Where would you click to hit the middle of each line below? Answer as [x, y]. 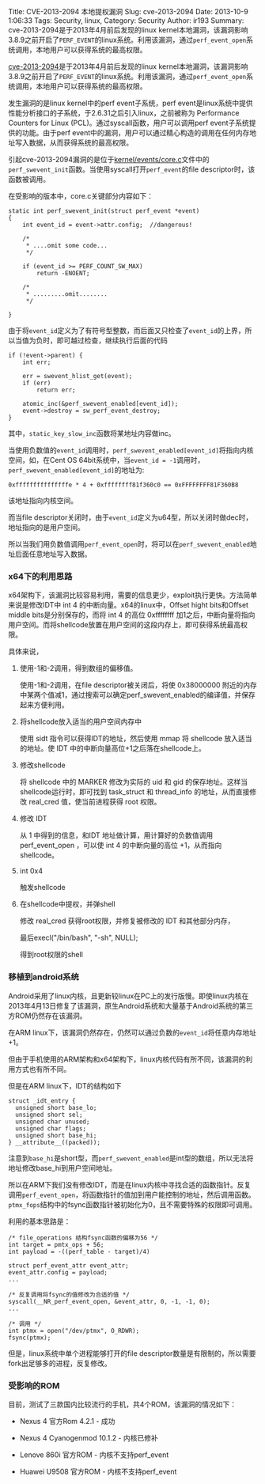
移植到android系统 [44, 977]
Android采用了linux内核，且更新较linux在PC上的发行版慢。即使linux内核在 [129, 996]
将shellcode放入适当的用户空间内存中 [81, 721]
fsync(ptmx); [30, 1338]
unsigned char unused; [53, 1122]
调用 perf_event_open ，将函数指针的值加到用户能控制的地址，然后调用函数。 [132, 1194]
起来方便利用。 [44, 705]
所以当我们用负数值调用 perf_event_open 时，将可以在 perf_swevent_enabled [129, 544]
